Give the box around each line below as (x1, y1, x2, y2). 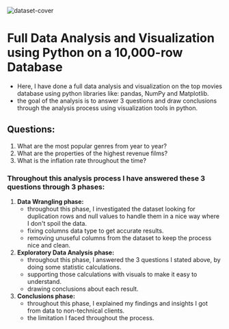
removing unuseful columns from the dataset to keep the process (27, 234, 212, 242)
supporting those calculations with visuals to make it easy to (27, 270, 198, 278)
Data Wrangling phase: (16, 198, 84, 206)
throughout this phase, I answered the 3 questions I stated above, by (27, 256, 221, 264)
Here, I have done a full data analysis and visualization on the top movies (16, 82, 222, 90)
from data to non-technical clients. (27, 306, 125, 315)
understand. (27, 278, 62, 286)
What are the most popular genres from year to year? (16, 142, 167, 150)
